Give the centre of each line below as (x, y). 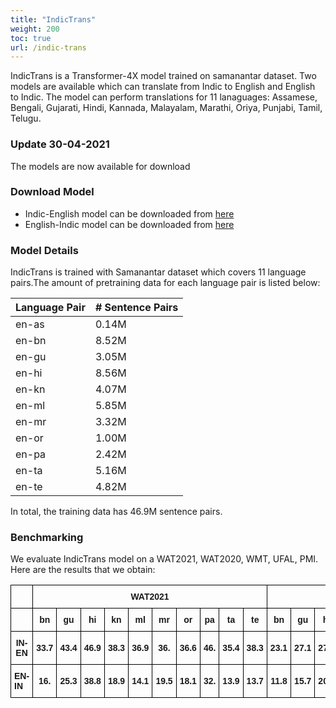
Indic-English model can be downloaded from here (129, 213)
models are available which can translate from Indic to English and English (163, 87)
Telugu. (26, 118)
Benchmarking (47, 538)
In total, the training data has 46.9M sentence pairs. (116, 512)
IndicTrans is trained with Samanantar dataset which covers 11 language (158, 272)
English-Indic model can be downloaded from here (129, 224)
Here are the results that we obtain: (83, 570)
